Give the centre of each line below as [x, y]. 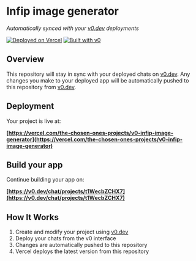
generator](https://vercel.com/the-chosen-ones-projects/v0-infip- [94, 139]
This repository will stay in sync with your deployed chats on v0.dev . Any [98, 74]
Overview [25, 59]
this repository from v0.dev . [41, 87]
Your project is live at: [34, 121]
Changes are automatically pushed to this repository [81, 245]
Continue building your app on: [45, 180]
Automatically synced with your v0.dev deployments [73, 28]
